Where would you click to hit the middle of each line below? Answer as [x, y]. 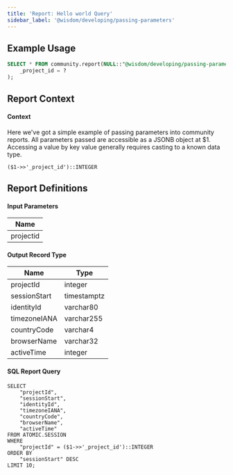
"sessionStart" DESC [49, 459]
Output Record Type [37, 255]
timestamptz [85, 296]
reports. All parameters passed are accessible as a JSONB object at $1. [109, 139]
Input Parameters [33, 206]
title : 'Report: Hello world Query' [60, 14]
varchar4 [79, 330]
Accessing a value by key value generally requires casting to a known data [114, 147]
